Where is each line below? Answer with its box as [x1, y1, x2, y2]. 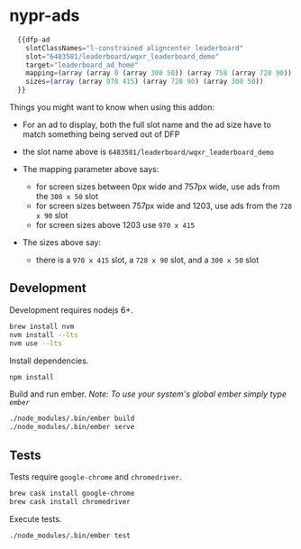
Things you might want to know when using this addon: [9, 102, 214, 113]
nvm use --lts [9, 339, 63, 348]
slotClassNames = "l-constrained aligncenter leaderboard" [25, 43, 244, 52]
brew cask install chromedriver [9, 497, 131, 506]
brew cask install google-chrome [9, 489, 135, 498]
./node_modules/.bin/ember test [9, 531, 131, 540]
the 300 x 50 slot [35, 191, 99, 202]
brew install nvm [9, 322, 75, 331]
